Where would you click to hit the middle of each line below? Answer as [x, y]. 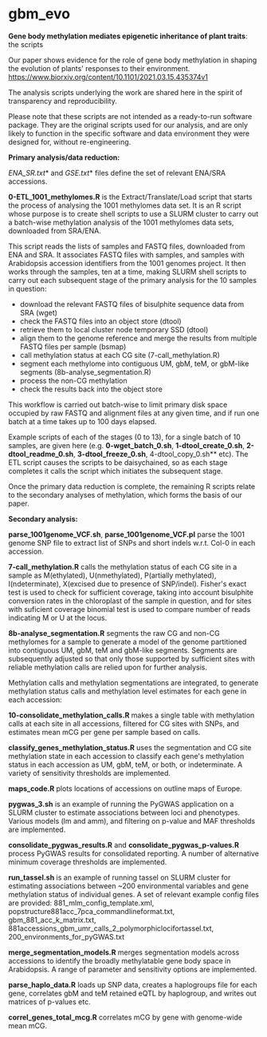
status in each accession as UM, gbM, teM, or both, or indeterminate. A [126, 765]
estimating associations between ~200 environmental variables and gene [129, 886]
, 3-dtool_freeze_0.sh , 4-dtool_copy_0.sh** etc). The [161, 454]
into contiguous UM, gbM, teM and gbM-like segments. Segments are [123, 650]
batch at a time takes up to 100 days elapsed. [82, 421]
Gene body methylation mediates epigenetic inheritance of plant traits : [128, 36]
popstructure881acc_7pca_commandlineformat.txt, [92, 911]
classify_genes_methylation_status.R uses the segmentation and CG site [130, 747]
